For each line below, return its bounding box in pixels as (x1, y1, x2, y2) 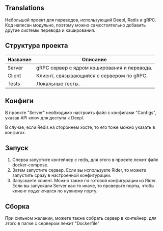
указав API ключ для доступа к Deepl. (5, 115, 84, 121)
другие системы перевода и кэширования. (5, 27, 96, 33)
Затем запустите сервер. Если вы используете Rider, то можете (12, 167, 146, 173)
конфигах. (5, 130, 26, 136)
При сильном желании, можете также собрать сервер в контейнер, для (5, 215, 157, 221)
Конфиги (5, 97, 34, 105)
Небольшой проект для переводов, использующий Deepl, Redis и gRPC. (5, 17, 157, 23)
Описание (81, 56, 107, 63)
